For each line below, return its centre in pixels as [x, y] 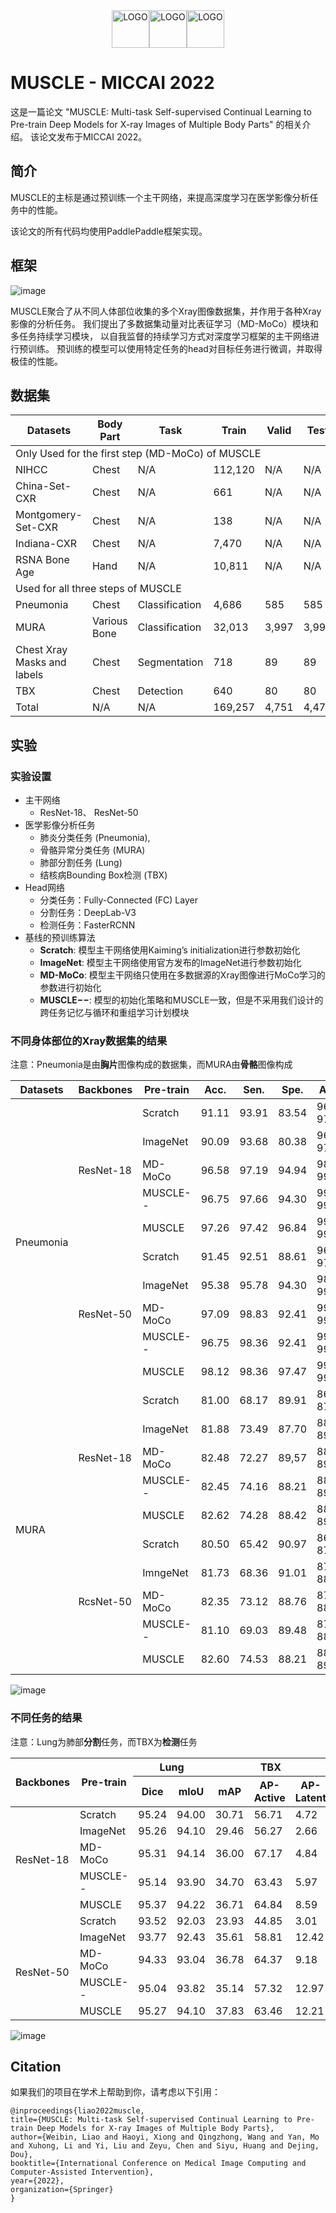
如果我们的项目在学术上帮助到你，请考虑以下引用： [115, 2092]
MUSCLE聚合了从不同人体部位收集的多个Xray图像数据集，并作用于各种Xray [166, 311]
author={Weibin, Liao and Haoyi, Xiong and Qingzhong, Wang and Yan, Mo [165, 2137]
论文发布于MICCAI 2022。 [93, 136]
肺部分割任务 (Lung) [81, 863]
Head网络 [44, 888]
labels [29, 675]
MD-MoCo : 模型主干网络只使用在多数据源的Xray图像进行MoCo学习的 [182, 975]
